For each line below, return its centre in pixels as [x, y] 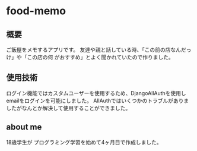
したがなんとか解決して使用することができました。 [69, 108]
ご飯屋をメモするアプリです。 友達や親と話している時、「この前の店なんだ [96, 50]
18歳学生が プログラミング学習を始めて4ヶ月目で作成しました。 [84, 142]
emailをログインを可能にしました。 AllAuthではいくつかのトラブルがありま [98, 100]
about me [24, 127]
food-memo [36, 11]
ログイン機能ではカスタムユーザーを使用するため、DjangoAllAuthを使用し [96, 93]
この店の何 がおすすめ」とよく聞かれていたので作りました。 [100, 57]
